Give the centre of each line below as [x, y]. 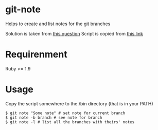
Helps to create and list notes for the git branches [58, 24]
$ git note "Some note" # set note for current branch [65, 113]
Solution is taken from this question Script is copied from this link [74, 33]
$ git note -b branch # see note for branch [54, 117]
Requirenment [37, 54]
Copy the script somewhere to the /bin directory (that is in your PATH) [79, 103]
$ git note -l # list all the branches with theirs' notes [70, 122]
